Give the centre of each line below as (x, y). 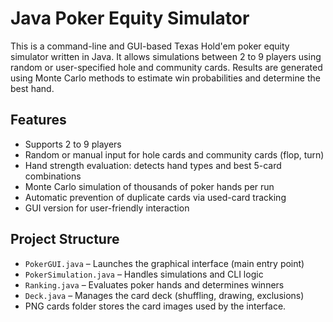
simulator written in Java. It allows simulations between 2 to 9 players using (166, 56)
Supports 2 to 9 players (73, 144)
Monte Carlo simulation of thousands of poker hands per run (149, 186)
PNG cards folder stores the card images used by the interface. (155, 306)
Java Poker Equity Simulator (130, 18)
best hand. (32, 88)
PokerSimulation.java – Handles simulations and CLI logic (144, 274)
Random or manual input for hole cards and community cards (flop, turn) (174, 154)
